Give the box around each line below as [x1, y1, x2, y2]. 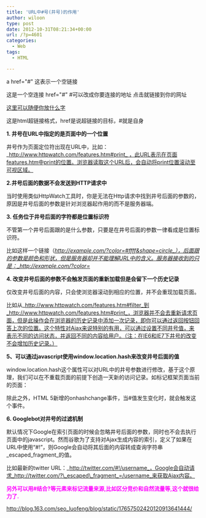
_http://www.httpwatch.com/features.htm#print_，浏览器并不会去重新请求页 [6, 308, 198, 316]
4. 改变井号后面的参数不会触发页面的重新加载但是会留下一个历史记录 [6, 275, 180, 283]
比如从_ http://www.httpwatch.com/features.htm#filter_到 [6, 301, 150, 308]
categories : [6, 37, 37, 44]
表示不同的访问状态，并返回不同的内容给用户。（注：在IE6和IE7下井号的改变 [6, 332, 197, 339]
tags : [6, 49, 20, 55]
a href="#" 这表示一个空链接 [6, 77, 78, 85]
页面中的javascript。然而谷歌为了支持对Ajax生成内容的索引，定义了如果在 [6, 436, 193, 443]
